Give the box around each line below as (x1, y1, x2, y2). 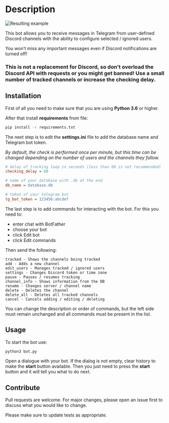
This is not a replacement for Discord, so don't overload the (5, 63, 154, 70)
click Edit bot (12, 232, 40, 238)
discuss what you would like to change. (5, 402, 87, 408)
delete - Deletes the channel (5, 288, 69, 293)
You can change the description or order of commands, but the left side (5, 305, 154, 312)
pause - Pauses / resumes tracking (5, 275, 80, 280)
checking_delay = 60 (5, 169, 49, 174)
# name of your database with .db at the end (5, 178, 102, 183)
